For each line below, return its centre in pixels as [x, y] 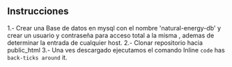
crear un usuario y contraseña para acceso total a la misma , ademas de [111, 35]
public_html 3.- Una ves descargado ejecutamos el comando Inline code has [116, 50]
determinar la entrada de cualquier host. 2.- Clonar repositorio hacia [105, 42]
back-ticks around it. [37, 57]
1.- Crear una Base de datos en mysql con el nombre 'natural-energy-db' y [114, 28]
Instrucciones [38, 11]
